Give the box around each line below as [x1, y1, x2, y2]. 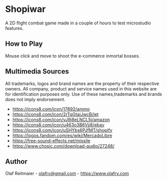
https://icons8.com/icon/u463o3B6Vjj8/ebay [12, 122, 105, 128]
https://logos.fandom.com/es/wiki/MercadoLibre [12, 132, 113, 138]
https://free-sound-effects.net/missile [12, 138, 91, 144]
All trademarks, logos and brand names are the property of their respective [5, 81, 160, 87]
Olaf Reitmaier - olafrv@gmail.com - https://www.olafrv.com [5, 171, 129, 177]
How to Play [5, 40, 43, 48]
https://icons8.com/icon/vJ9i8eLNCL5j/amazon [12, 116, 110, 122]
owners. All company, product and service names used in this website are [5, 86, 157, 91]
